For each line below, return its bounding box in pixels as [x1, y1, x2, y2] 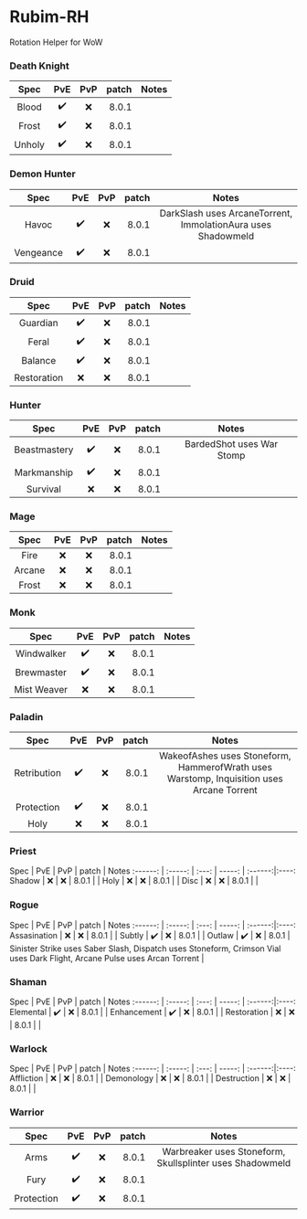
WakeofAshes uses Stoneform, [158, 749, 291, 762]
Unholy [14, 138, 46, 151]
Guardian [18, 317, 58, 330]
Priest [9, 844, 37, 857]
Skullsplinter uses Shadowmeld [156, 1156, 291, 1169]
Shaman [9, 975, 48, 988]
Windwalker [15, 647, 67, 660]
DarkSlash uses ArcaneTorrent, [159, 207, 293, 219]
